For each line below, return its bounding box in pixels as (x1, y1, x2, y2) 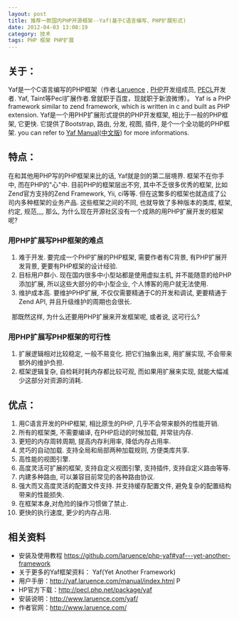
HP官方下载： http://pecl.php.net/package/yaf (18, 585, 152, 594)
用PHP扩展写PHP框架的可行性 (8, 332, 111, 342)
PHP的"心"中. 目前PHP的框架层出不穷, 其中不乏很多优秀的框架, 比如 (30, 180, 228, 189)
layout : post (8, 10, 47, 18)
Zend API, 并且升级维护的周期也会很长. (18, 297, 132, 306)
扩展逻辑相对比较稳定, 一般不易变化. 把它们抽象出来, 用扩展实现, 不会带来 (18, 349, 233, 358)
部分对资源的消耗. (31, 376, 83, 385)
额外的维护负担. (18, 359, 65, 367)
